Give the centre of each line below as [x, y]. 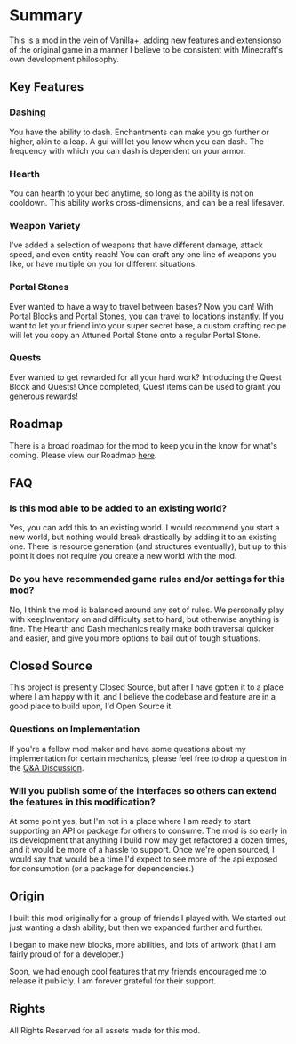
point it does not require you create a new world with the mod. [123, 556]
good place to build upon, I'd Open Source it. [91, 706]
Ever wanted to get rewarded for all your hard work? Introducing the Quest [145, 377]
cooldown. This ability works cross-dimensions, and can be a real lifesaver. [147, 202]
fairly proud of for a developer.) [67, 954]
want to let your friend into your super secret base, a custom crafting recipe [148, 325]
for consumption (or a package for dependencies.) [102, 869]
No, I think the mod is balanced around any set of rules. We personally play [147, 610]
